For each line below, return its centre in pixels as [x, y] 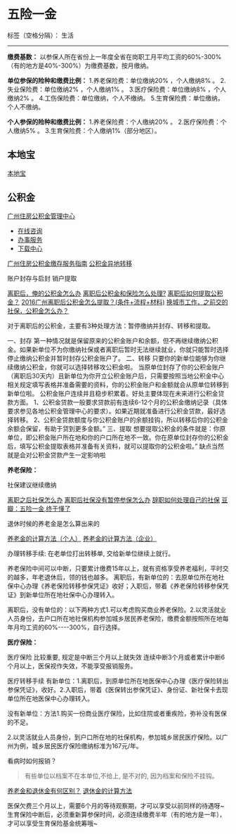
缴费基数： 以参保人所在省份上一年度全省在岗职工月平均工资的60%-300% [114, 56]
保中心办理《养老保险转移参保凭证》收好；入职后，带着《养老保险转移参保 [115, 586]
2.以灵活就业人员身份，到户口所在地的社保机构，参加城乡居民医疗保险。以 [115, 737]
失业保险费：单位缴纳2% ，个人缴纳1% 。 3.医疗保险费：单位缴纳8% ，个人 [117, 89]
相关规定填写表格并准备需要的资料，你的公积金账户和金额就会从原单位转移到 [118, 385]
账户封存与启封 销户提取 [42, 278]
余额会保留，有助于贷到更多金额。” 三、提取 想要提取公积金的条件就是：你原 [117, 428]
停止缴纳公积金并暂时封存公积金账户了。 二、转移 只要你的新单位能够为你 [113, 358]
